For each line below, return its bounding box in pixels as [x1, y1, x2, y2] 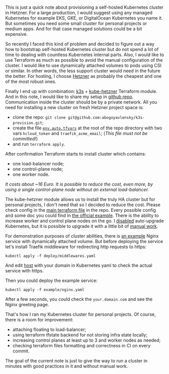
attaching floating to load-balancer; [12, 326, 87, 333]
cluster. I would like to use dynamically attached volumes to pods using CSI [5, 63, 162, 68]
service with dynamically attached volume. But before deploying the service [5, 239, 163, 244]
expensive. [5, 31, 28, 37]
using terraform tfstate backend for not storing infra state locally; [12, 332, 148, 338]
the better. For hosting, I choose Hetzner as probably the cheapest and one [5, 73, 162, 79]
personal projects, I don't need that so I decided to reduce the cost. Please [5, 202, 160, 208]
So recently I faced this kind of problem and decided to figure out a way [5, 41, 155, 47]
